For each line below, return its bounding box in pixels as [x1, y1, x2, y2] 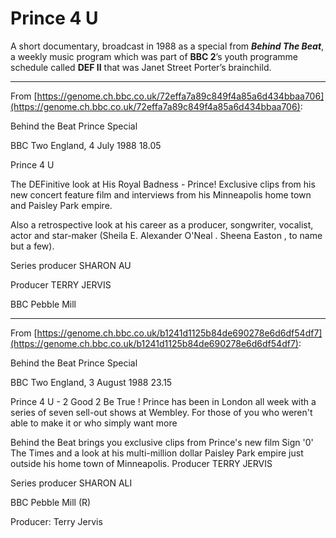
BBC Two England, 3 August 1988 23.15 [10, 376, 173, 388]
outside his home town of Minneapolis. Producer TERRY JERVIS [10, 457, 273, 469]
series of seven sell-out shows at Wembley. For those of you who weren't [10, 406, 313, 418]
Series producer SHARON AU [10, 259, 132, 271]
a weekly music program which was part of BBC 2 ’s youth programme [10, 50, 298, 62]
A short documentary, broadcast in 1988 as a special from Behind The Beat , [10, 40, 325, 52]
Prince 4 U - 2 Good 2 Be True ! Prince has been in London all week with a [10, 395, 317, 407]
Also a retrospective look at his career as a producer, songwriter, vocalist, [10, 218, 314, 231]
